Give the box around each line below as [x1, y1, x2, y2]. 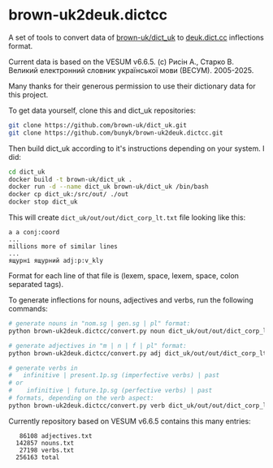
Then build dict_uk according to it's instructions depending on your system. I [8, 144, 265, 153]
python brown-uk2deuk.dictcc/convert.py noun [8, 327, 165, 335]
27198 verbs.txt [19, 446, 75, 454]
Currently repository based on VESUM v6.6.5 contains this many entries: [8, 416, 251, 426]
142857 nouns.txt [15, 439, 75, 447]
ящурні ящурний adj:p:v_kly [8, 257, 104, 265]
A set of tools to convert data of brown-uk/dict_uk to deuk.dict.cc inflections [8, 32, 264, 42]
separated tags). [8, 280, 63, 290]
